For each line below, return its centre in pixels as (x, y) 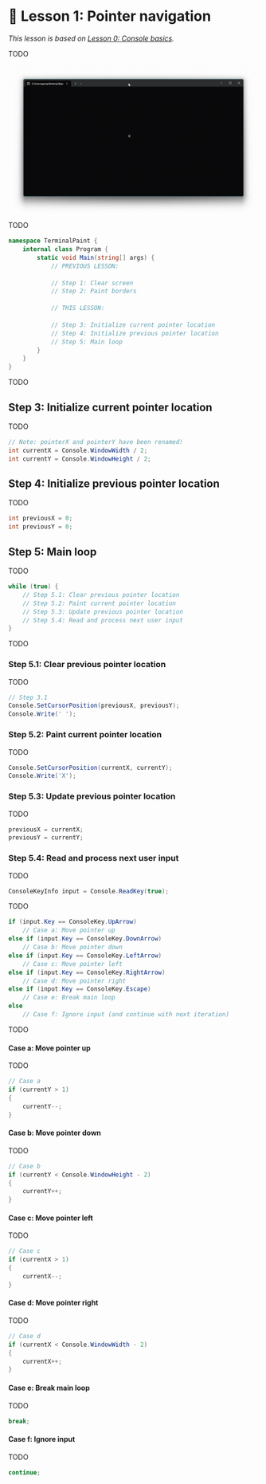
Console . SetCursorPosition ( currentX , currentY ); (90, 768)
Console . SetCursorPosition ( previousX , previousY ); (94, 706)
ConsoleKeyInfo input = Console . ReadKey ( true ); (89, 891)
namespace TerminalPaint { (53, 241)
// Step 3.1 (28, 697)
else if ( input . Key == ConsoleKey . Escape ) (80, 989)
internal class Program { (66, 249)
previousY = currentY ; (46, 838)
